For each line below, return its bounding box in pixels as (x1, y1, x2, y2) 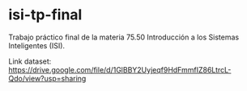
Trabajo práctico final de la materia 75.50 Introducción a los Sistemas (8, 32, 240, 42)
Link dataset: (8, 56, 52, 66)
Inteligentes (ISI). (8, 40, 66, 50)
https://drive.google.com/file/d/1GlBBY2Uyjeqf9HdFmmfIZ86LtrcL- (8, 64, 232, 74)
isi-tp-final (8, 6, 83, 24)
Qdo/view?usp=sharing (8, 73, 87, 83)
